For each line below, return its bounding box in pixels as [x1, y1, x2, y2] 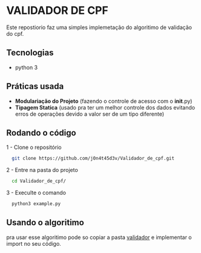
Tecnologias [6, 48, 54, 58]
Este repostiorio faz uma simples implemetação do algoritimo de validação [6, 24, 193, 31]
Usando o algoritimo [6, 217, 85, 228]
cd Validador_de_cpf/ [12, 178, 67, 185]
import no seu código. [6, 240, 62, 247]
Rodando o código [6, 128, 77, 138]
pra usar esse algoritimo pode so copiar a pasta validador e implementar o [6, 234, 192, 241]
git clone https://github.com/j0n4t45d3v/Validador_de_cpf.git [12, 156, 174, 162]
